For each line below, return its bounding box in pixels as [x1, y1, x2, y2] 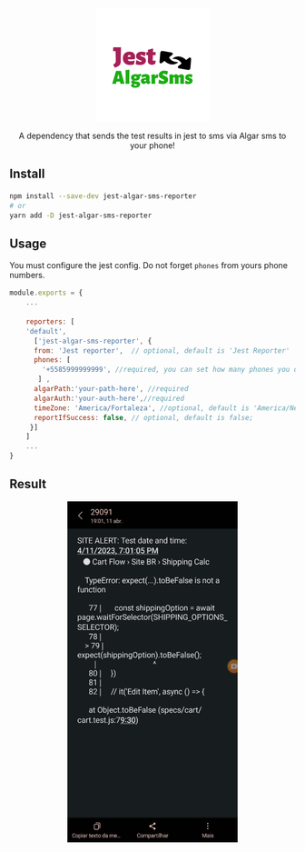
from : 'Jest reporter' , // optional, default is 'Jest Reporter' [33, 346, 290, 356]
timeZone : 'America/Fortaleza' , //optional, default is [33, 403, 250, 413]
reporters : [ [25, 316, 75, 326]
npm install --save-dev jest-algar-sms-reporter [9, 191, 197, 201]
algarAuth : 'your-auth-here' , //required [33, 394, 184, 403]
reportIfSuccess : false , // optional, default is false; [33, 413, 254, 422]
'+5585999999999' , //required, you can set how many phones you [42, 366, 290, 375]
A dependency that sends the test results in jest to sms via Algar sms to [18, 130, 287, 141]
